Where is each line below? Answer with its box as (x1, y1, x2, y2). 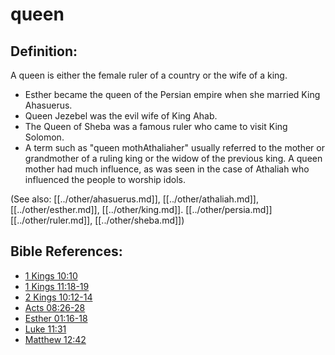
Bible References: (10, 243, 123, 260)
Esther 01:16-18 (24, 312, 88, 324)
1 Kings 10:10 (24, 269, 78, 282)
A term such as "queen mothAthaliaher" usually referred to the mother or (24, 142, 325, 153)
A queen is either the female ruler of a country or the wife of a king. (10, 69, 288, 81)
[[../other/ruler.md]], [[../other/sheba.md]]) (10, 214, 185, 226)
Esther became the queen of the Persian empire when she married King (24, 89, 321, 100)
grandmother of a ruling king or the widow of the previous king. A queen (24, 153, 323, 164)
